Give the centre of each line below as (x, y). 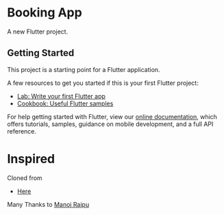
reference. (22, 131)
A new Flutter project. (38, 31)
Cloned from (25, 178)
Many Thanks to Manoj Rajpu (48, 204)
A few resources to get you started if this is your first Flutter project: (103, 83)
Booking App (45, 13)
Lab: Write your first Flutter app (61, 96)
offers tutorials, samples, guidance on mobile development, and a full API (110, 124)
